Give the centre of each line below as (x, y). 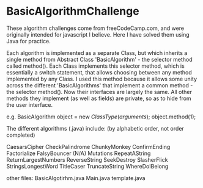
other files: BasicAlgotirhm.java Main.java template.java (76, 178)
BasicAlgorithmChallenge (73, 11)
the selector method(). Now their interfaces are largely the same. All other (99, 92)
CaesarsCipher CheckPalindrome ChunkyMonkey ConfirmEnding (88, 146)
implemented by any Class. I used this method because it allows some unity (102, 79)
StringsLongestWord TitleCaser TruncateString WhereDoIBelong (87, 166)
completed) (21, 135)
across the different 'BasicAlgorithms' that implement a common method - (100, 85)
